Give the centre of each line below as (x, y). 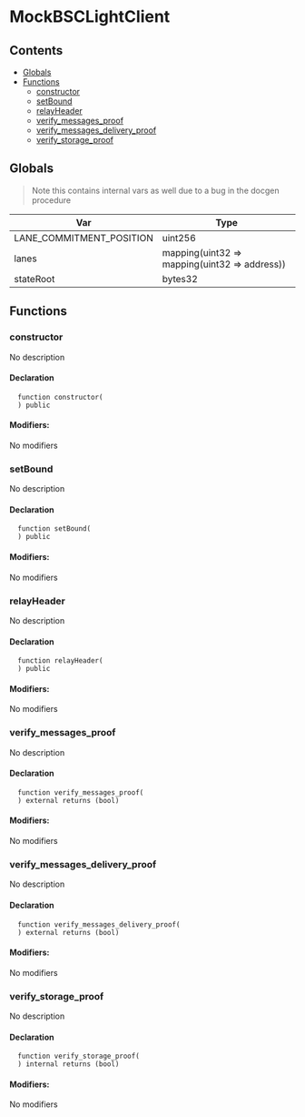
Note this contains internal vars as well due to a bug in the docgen (155, 190)
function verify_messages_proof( (81, 792)
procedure (51, 200)
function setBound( (54, 529)
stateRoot (34, 279)
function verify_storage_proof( (79, 1056)
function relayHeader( (60, 661)
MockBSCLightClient (90, 17)
